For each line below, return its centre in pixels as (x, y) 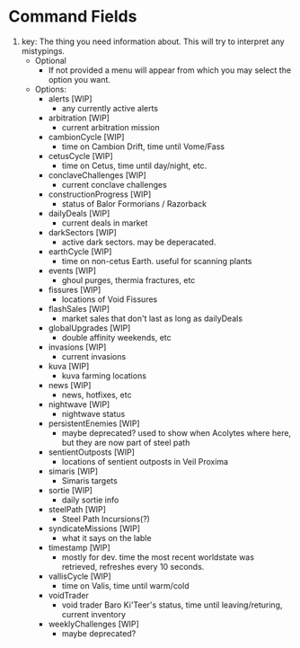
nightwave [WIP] (79, 404)
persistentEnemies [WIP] (94, 423)
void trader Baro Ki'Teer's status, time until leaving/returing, (172, 605)
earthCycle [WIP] (80, 251)
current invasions (94, 356)
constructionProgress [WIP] (100, 194)
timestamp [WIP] (79, 547)
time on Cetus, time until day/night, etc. (134, 165)
